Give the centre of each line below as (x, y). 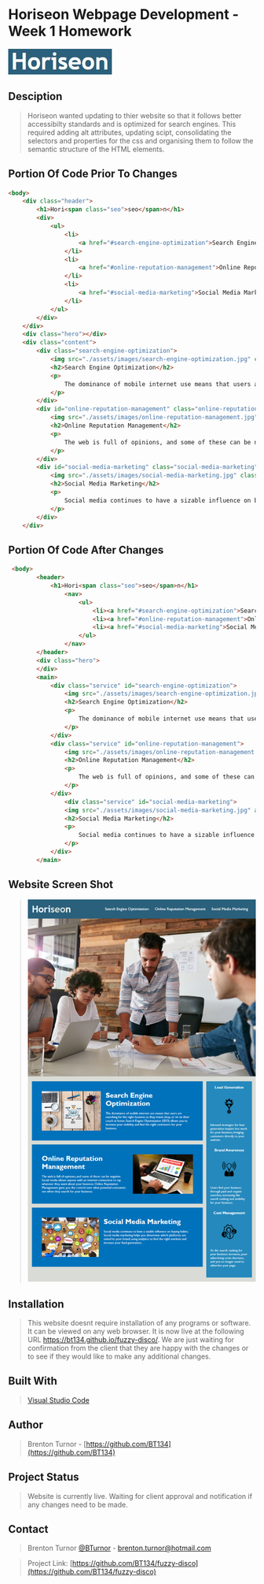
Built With (33, 1381)
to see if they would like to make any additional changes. (119, 1356)
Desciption (35, 97)
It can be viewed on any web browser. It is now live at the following (136, 1331)
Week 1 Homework (70, 31)
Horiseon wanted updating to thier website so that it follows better (134, 115)
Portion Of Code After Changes (86, 550)
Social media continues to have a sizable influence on (158, 500)
